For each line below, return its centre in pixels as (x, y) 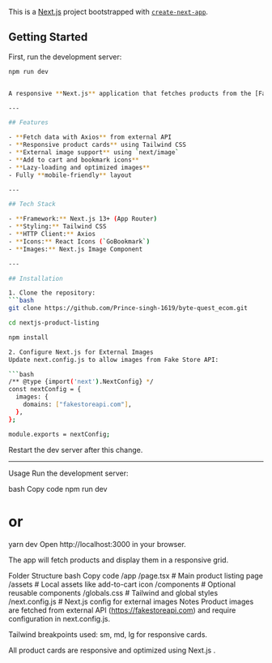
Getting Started (48, 37)
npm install (28, 337)
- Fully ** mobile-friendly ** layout (70, 175)
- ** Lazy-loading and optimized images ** (79, 167)
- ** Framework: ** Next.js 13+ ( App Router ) (83, 219)
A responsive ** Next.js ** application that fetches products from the (130, 93)
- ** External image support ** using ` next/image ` (94, 153)
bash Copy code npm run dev (58, 489)
